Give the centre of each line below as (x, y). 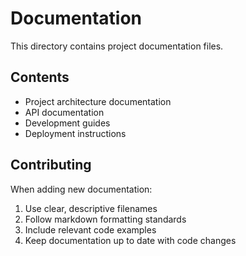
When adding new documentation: (81, 189)
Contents (40, 77)
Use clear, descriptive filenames (91, 208)
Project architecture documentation (98, 101)
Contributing (51, 165)
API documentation (64, 112)
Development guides (67, 123)
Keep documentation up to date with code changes (130, 240)
